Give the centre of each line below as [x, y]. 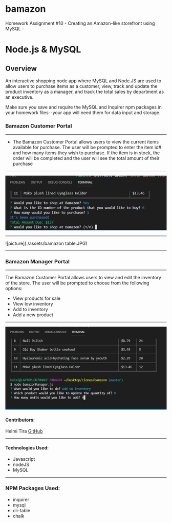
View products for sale [36, 298]
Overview [21, 68]
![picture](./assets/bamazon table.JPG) [46, 243]
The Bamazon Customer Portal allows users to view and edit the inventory [83, 277]
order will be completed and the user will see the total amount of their [86, 158]
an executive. [19, 97]
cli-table [21, 510]
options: [14, 288]
